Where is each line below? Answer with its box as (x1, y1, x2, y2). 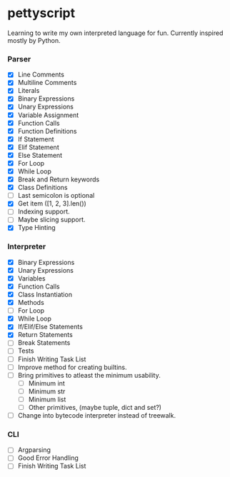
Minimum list (28, 395, 66, 403)
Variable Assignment (17, 111, 79, 119)
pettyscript (7, 5, 76, 21)
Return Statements (17, 331, 73, 339)
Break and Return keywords (17, 175, 100, 184)
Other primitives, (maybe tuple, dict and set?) (28, 403, 162, 411)
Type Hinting (17, 224, 56, 232)
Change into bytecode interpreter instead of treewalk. (17, 411, 176, 419)
